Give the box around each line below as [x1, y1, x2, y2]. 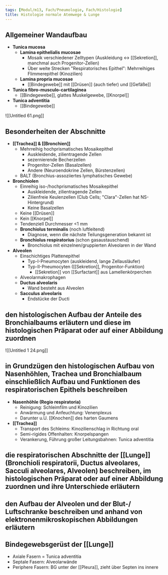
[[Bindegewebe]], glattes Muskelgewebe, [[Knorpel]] [20, 92, 129, 98]
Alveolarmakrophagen [20, 274, 66, 280]
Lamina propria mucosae [20, 76, 73, 82]
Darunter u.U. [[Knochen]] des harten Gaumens [20, 415, 118, 421]
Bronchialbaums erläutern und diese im [5, 318, 131, 327]
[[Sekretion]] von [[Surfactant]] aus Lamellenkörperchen [35, 269, 152, 275]
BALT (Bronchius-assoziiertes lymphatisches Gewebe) [20, 173, 133, 179]
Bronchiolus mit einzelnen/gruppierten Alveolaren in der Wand [27, 242, 156, 248]
